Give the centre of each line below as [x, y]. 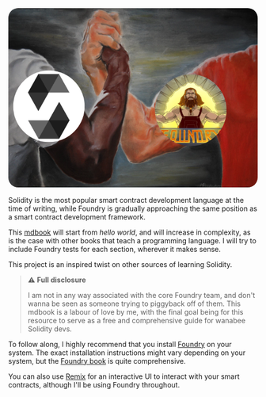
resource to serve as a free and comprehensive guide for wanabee [137, 320]
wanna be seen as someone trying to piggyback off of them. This [134, 303]
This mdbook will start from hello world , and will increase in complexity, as [129, 232]
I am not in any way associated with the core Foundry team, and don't [141, 295]
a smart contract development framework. [77, 216]
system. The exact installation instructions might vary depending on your [127, 353]
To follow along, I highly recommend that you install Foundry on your [120, 344]
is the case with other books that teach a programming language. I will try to [133, 240]
